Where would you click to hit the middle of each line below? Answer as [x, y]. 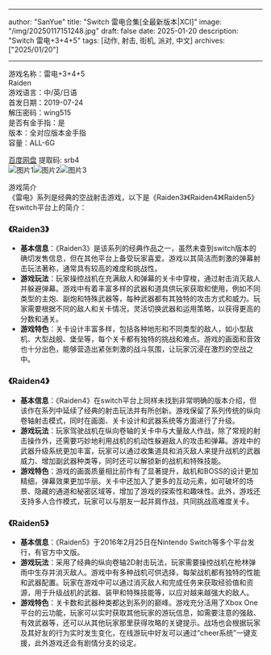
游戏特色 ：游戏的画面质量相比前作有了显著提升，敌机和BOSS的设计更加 [139, 471]
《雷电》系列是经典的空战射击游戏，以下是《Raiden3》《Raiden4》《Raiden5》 [133, 197]
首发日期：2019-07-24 [46, 102]
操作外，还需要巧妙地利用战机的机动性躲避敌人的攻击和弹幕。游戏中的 [144, 440]
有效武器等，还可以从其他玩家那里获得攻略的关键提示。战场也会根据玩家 [140, 623]
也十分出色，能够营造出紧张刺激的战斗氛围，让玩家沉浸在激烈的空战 [133, 349]
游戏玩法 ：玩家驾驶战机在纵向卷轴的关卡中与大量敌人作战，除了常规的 [137, 430]
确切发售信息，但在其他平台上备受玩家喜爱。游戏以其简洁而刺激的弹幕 [137, 258]
